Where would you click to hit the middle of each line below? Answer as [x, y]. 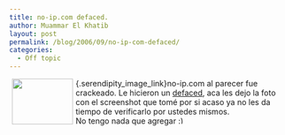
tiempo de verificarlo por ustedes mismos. [153, 112]
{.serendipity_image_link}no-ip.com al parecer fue [167, 83]
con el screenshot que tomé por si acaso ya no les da [173, 102]
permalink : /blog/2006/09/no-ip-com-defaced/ [94, 42]
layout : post [33, 34]
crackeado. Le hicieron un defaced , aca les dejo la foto [176, 93]
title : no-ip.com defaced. [59, 17]
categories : [31, 50]
